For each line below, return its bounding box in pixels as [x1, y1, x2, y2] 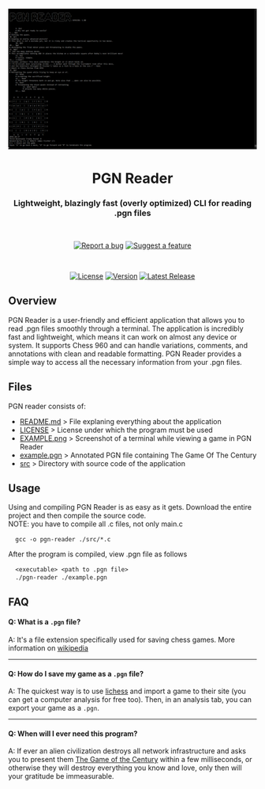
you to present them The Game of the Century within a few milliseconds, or [8, 755, 252, 764]
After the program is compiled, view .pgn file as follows [8, 549, 188, 559]
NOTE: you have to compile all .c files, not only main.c [8, 519, 183, 529]
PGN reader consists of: [8, 401, 87, 411]
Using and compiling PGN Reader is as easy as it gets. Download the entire [8, 503, 252, 512]
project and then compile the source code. [8, 511, 147, 521]
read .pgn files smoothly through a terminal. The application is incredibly [8, 324, 244, 333]
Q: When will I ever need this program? [8, 729, 138, 738]
